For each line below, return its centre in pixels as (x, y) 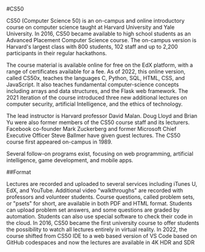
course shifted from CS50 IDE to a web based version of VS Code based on (102, 236)
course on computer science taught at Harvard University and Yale (91, 27)
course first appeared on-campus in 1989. (59, 142)
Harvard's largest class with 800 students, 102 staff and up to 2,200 (92, 46)
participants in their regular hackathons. (57, 53)
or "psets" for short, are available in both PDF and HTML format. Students (99, 203)
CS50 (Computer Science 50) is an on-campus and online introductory (95, 20)
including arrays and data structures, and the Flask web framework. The (97, 91)
